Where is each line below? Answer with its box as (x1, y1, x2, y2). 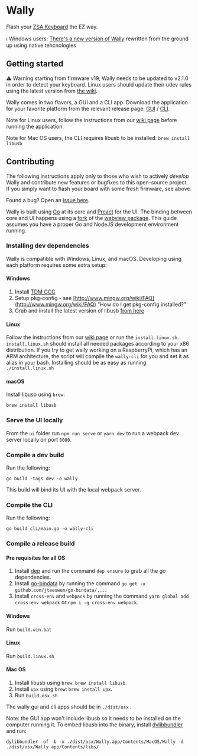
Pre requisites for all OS (6, 554, 66, 561)
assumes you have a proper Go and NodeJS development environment (6, 221, 179, 228)
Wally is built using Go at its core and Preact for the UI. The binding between (6, 208, 192, 215)
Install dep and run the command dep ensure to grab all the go (14, 567, 166, 575)
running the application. (6, 123, 64, 130)
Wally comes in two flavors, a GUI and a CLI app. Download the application (6, 98, 188, 106)
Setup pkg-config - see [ (14, 295, 76, 302)
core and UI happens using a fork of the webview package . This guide (6, 214, 177, 221)
